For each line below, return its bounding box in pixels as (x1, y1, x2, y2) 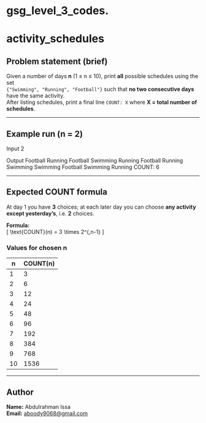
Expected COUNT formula (6, 187, 107, 197)
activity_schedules (6, 32, 105, 46)
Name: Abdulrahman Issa (6, 403, 71, 410)
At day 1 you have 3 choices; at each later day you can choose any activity (6, 203, 196, 211)
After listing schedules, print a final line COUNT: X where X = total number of (6, 99, 197, 106)
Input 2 (6, 145, 25, 152)
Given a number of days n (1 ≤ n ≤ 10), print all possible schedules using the (6, 72, 199, 80)
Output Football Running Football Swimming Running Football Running (6, 157, 183, 164)
